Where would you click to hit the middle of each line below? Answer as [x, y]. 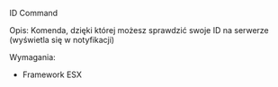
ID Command [34, 13]
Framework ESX [52, 74]
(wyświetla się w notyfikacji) [62, 40]
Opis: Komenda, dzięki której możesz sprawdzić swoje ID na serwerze [139, 30]
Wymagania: [32, 57]
